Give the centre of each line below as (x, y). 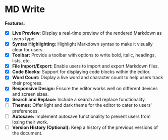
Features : (15, 23)
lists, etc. (21, 61)
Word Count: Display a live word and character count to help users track (88, 78)
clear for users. (28, 50)
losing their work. (30, 122)
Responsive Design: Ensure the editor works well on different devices (85, 89)
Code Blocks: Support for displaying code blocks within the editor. (81, 72)
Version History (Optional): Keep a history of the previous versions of (85, 127)
